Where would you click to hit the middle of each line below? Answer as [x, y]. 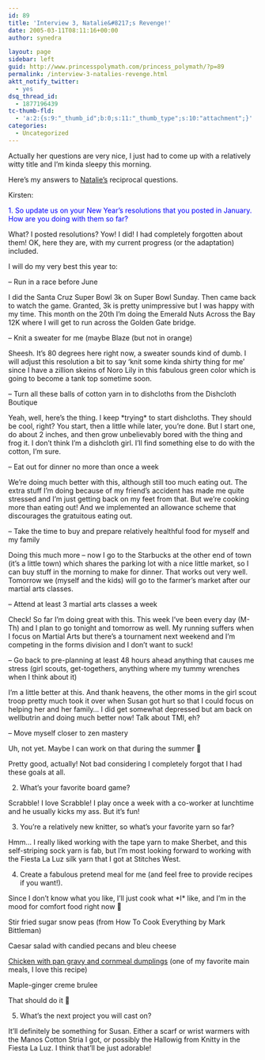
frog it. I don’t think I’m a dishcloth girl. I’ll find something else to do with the [132, 443]
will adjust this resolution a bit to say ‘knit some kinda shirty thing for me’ [127, 361]
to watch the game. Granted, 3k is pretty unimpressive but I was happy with [131, 305]
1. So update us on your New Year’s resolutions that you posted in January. [130, 210]
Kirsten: [21, 194]
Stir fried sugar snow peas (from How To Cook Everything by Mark [117, 922]
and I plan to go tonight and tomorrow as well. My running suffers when [138, 628]
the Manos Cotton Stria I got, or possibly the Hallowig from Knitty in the [124, 1039]
